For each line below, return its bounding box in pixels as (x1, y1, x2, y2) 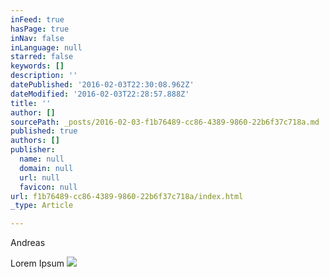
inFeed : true (10, 14, 65, 25)
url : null (19, 172, 60, 183)
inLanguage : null (10, 42, 83, 53)
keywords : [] (10, 61, 65, 71)
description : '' (10, 71, 78, 81)
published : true (10, 126, 78, 136)
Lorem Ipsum (10, 257, 65, 270)
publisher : (10, 145, 56, 155)
